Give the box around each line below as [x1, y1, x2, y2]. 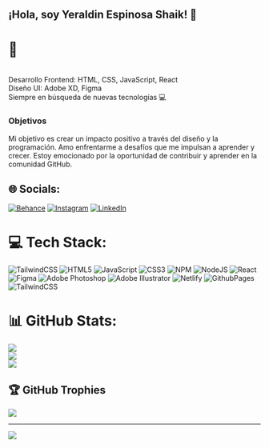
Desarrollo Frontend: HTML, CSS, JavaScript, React [8, 75, 179, 85]
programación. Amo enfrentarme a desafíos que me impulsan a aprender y [8, 142, 255, 152]
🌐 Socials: [8, 182, 61, 196]
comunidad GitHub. [8, 159, 73, 169]
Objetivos [8, 115, 47, 126]
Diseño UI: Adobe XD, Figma [8, 83, 102, 93]
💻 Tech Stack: [8, 233, 107, 251]
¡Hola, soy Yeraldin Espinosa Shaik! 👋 [8, 8, 198, 22]
